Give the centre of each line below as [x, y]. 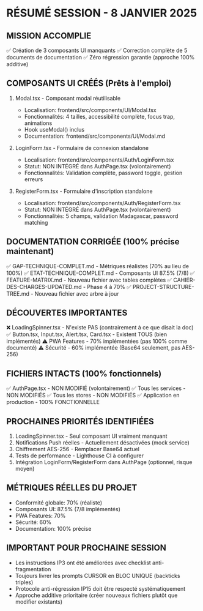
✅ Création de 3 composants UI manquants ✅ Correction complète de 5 [97, 50]
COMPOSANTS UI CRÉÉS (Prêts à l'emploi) [89, 84]
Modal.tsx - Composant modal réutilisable [68, 98]
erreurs [34, 179]
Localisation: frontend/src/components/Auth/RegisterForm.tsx [102, 203]
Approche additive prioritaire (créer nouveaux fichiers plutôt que [96, 595]
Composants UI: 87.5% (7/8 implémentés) [68, 509]
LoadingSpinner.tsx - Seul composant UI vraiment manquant [91, 436]
